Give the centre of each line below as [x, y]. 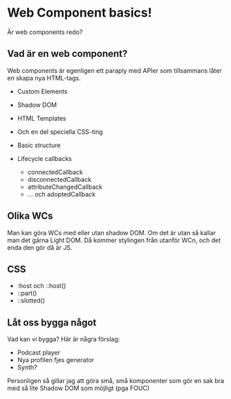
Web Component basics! [80, 13]
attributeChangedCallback [65, 187]
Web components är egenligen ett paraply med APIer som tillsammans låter [115, 70]
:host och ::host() [41, 286]
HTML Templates [41, 118]
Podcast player [39, 353]
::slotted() [31, 300]
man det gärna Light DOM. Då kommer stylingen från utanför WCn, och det [114, 240]
